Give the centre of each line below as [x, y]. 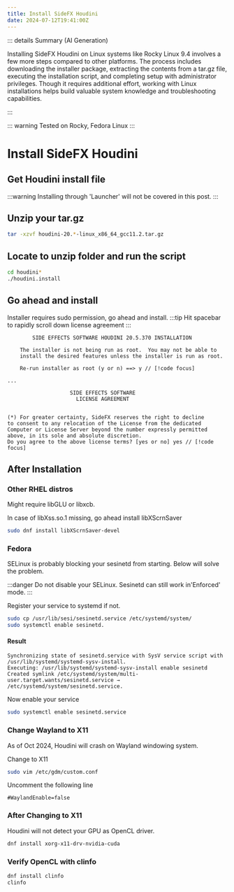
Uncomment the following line [50, 785]
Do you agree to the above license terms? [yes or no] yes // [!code [111, 441]
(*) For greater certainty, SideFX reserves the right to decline [106, 417]
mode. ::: [20, 593]
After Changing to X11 [45, 816]
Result [17, 641]
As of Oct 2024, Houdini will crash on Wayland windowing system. [103, 745]
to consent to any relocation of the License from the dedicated [104, 423]
